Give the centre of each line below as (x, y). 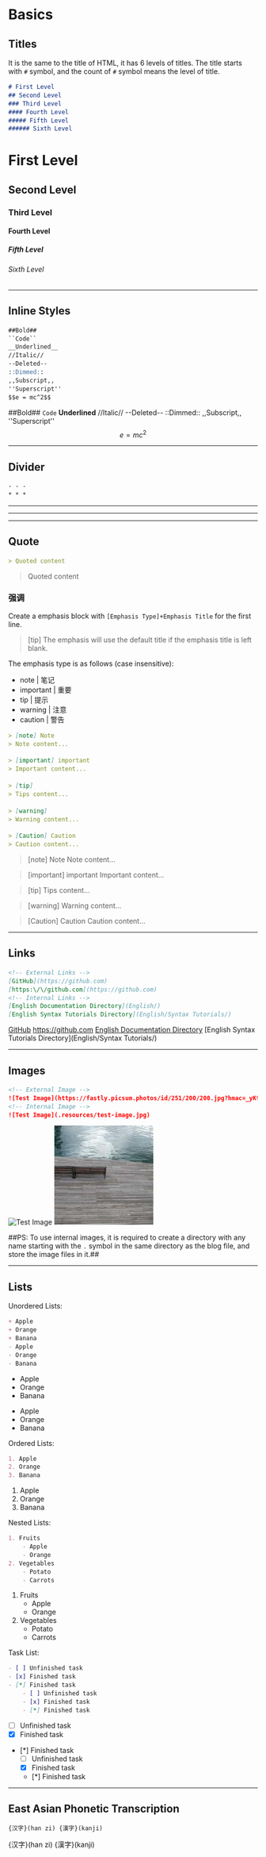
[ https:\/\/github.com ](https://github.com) (83, 990)
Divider (27, 467)
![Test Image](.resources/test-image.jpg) (79, 1115)
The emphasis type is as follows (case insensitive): (91, 663)
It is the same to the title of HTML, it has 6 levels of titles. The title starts (125, 63)
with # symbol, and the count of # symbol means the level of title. (114, 71)
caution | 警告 (42, 719)
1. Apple (23, 1459)
